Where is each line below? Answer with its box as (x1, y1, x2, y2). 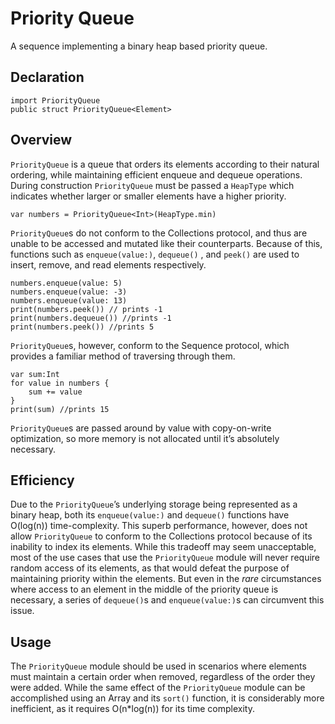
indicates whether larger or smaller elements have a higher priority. (10, 190, 287, 202)
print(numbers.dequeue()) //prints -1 (10, 313, 172, 323)
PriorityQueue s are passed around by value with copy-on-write (10, 422, 272, 434)
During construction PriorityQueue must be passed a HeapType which (10, 179, 295, 191)
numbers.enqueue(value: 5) (10, 278, 123, 288)
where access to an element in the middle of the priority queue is (10, 583, 279, 596)
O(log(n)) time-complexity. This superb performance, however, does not (10, 520, 308, 532)
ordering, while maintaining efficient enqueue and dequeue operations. (10, 168, 303, 181)
